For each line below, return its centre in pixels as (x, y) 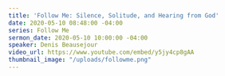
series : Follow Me (39, 30)
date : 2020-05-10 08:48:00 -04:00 (66, 23)
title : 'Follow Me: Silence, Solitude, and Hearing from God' (114, 15)
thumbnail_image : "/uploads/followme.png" (80, 60)
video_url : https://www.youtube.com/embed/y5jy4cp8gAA (101, 52)
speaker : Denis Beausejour (53, 45)
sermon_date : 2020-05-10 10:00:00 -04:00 (78, 38)
